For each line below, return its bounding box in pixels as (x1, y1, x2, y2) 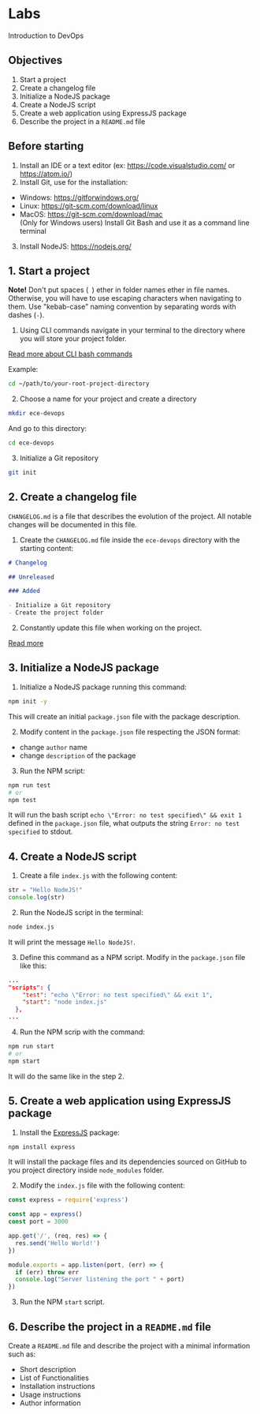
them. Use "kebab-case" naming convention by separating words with (8, 302, 236, 312)
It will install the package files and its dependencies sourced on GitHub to (8, 1157, 247, 1167)
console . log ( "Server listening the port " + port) (15, 1276, 185, 1284)
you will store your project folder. (19, 334, 128, 343)
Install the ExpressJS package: (19, 1127, 120, 1137)
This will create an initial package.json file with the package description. (8, 711, 241, 721)
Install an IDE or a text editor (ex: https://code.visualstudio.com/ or (19, 160, 236, 170)
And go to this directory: (8, 424, 87, 433)
